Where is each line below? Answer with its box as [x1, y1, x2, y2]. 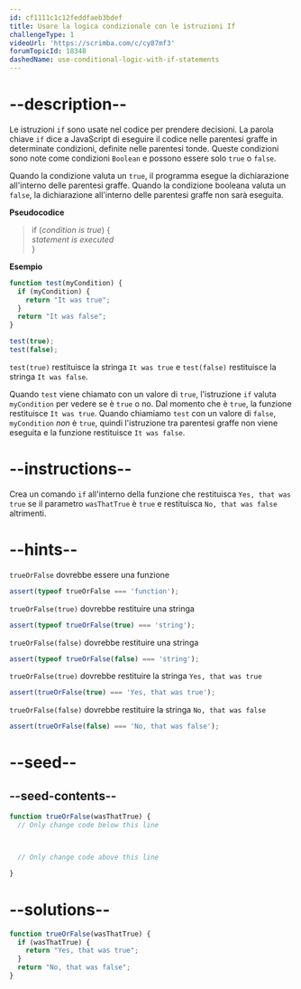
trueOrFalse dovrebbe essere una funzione [9, 569, 169, 580]
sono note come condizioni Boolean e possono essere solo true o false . [9, 153, 277, 163]
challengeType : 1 [9, 30, 75, 39]
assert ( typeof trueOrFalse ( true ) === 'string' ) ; [9, 620, 196, 630]
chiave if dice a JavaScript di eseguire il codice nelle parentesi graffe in [9, 133, 278, 145]
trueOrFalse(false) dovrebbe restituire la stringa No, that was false [9, 704, 267, 715]
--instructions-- [9, 459, 132, 480]
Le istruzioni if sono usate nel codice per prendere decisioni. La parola [9, 124, 274, 135]
